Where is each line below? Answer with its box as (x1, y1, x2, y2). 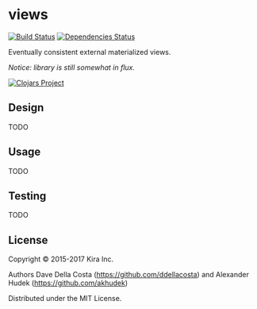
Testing (8, 189, 47, 203)
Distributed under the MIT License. (8, 294, 122, 303)
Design (8, 101, 44, 114)
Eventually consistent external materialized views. (8, 47, 171, 56)
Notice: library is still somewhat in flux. (8, 62, 135, 72)
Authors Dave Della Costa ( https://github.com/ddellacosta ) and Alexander (8, 270, 250, 280)
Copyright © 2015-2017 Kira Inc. (8, 254, 114, 264)
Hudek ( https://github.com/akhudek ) (8, 278, 128, 288)
